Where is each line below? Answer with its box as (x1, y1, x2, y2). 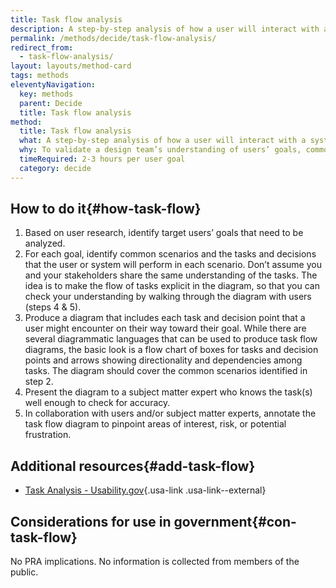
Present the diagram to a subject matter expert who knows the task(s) (24, 386, 313, 398)
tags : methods (10, 71, 70, 81)
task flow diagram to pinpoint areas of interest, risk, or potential (24, 418, 287, 430)
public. (10, 566, 39, 578)
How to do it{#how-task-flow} (10, 201, 202, 218)
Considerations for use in (10, 513, 172, 530)
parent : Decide (19, 98, 83, 108)
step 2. (24, 376, 54, 388)
